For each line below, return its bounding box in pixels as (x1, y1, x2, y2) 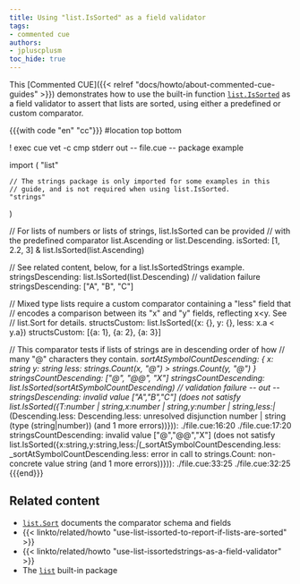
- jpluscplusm (9, 47, 63, 55)
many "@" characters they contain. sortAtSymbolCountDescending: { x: (9, 354, 274, 364)
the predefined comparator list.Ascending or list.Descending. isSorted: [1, (9, 235, 280, 246)
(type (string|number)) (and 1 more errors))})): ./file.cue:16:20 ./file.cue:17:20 (9, 420, 292, 430)
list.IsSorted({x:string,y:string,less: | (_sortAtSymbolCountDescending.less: (9, 439, 281, 450)
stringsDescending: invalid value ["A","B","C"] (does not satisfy (9, 392, 242, 402)
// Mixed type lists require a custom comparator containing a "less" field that (9, 299, 291, 309)
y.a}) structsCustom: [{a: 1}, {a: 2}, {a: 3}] (9, 327, 161, 337)
